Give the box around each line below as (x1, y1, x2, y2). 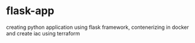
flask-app (6, 4, 54, 18)
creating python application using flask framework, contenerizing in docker (6, 24, 189, 31)
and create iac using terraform (6, 29, 80, 37)
